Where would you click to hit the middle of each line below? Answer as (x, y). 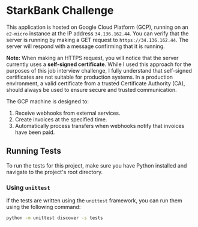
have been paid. (35, 132)
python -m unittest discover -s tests (55, 218)
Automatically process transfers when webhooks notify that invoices (100, 126)
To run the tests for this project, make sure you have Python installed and (97, 165)
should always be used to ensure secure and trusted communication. (91, 89)
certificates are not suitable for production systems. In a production (89, 77)
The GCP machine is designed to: (47, 101)
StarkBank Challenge (60, 11)
